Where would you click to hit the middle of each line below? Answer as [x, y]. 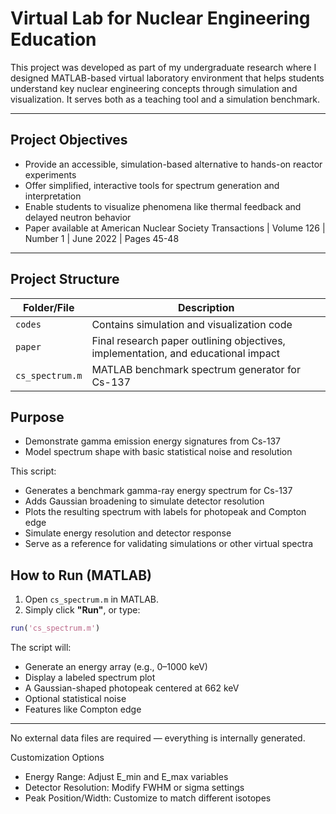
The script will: [41, 648]
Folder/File [48, 307]
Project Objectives [69, 140]
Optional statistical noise [75, 699]
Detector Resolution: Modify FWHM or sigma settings [134, 788]
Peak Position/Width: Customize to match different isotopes [148, 798]
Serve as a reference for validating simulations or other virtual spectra [169, 544]
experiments [50, 174]
